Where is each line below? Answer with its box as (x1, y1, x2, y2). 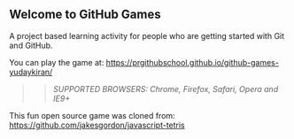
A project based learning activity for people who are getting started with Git (9, 30, 285, 41)
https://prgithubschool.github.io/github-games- (105, 57, 279, 67)
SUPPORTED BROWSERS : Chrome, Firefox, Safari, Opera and (52, 83, 279, 94)
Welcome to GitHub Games (9, 7, 161, 22)
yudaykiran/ (9, 66, 53, 77)
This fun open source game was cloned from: (9, 110, 175, 120)
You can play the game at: (9, 57, 104, 67)
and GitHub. (9, 40, 53, 50)
